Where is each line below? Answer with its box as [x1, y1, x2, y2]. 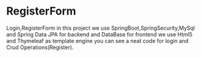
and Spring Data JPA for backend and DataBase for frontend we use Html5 [6, 30, 193, 38]
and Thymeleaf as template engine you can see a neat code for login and [6, 37, 189, 44]
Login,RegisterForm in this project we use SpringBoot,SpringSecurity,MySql [6, 24, 196, 32]
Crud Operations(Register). [6, 44, 74, 51]
